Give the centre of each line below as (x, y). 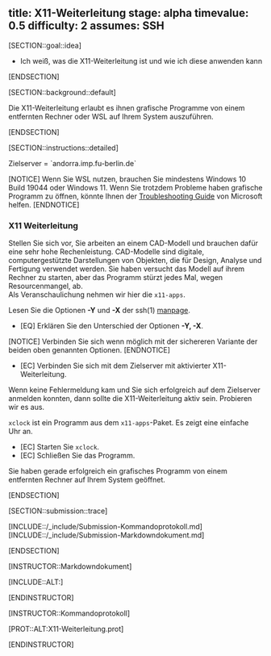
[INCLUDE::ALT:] (36, 582)
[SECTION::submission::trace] (58, 511)
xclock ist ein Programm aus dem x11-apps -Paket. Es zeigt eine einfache (129, 423)
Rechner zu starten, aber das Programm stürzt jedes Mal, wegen (116, 278)
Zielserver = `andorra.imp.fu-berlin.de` (73, 163)
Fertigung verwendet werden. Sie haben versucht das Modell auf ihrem (127, 269)
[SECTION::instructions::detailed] (63, 148)
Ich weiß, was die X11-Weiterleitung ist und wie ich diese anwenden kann (141, 61)
